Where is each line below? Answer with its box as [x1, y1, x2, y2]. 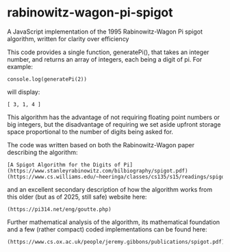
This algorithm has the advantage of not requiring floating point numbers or [7, 113, 220, 121]
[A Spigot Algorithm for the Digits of [7, 161, 121, 168]
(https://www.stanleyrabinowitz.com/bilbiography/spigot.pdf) [7, 167, 188, 174]
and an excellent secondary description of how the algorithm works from [7, 185, 213, 193]
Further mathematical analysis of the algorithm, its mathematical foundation [7, 218, 220, 226]
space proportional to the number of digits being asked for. [7, 127, 173, 136]
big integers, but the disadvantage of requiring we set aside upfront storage [7, 120, 221, 128]
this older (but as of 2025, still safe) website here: [7, 192, 147, 201]
